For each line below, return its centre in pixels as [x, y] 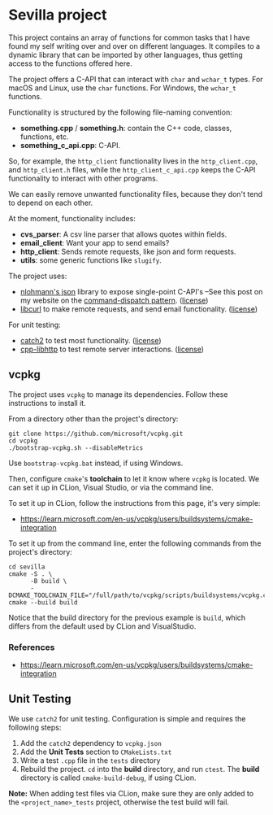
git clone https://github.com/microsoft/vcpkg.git [96, 434]
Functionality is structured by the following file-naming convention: [121, 112]
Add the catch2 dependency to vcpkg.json [91, 743]
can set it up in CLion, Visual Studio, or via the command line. [111, 487]
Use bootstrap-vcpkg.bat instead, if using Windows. [96, 463]
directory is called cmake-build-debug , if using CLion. [108, 778]
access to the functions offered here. [70, 63]
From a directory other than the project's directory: [93, 418]
